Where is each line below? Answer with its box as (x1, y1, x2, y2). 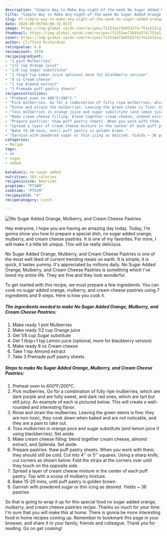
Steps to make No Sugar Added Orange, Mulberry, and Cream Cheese (5, 365, 153, 371)
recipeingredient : (5, 53, 43, 59)
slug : (5, 16, 16, 21)
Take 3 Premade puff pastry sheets (12, 353, 84, 360)
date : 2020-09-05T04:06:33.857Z (5, 21, 72, 26)
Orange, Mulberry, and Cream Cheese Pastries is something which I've (5, 267, 151, 273)
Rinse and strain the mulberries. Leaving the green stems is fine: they (12, 409, 155, 415)
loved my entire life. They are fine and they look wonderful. (5, 272, 126, 278)
